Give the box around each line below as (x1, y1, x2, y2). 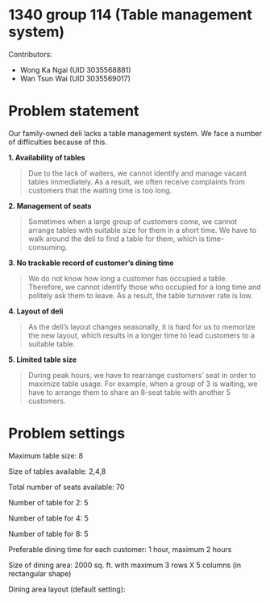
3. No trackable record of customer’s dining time (8, 258, 174, 268)
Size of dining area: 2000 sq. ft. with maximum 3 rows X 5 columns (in (8, 560, 242, 570)
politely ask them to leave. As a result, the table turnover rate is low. (27, 290, 253, 300)
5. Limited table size (8, 355, 77, 364)
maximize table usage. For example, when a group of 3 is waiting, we (27, 379, 258, 388)
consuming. (27, 242, 68, 251)
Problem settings (8, 425, 126, 442)
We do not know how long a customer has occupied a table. (27, 273, 228, 283)
